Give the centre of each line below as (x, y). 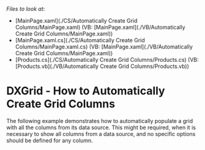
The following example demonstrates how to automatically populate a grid (100, 121)
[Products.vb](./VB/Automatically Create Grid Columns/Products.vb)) (102, 66)
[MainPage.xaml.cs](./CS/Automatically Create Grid (80, 40)
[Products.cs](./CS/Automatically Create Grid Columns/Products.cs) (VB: (107, 60)
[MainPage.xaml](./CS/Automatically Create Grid (76, 21)
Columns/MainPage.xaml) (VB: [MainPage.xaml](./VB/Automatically (100, 27)
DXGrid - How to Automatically (86, 91)
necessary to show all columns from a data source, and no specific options (101, 133)
